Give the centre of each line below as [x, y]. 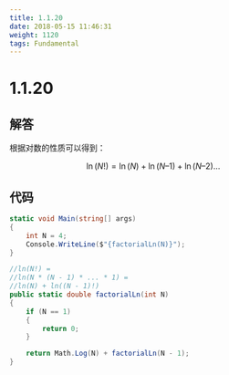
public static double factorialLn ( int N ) [89, 295]
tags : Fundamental [44, 43]
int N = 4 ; [47, 235]
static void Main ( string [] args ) [73, 219]
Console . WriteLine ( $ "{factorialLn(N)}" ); [105, 244]
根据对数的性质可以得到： [57, 148]
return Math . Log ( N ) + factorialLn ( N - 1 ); [108, 354]
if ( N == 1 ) [48, 311]
